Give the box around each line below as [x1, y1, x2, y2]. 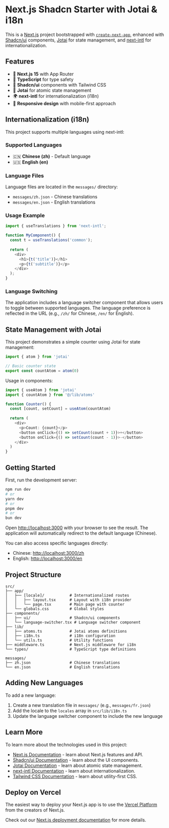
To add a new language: [5, 692, 56, 698]
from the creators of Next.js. [5, 807, 65, 813]
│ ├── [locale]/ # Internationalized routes [5, 593, 130, 598]
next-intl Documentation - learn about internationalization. [12, 768, 136, 774]
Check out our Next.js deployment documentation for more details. [5, 817, 146, 823]
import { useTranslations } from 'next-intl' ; [5, 224, 107, 229]
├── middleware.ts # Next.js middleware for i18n [5, 642, 137, 647]
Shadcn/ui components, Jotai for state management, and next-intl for [5, 37, 152, 43]
